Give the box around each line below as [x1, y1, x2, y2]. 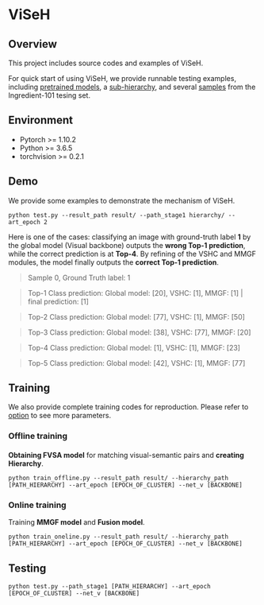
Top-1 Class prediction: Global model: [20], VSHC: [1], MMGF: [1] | [27, 288, 243, 297]
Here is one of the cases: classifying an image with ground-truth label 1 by [8, 232, 251, 242]
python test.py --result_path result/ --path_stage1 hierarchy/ [8, 211, 225, 219]
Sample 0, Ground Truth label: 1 [27, 273, 131, 282]
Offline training [8, 431, 68, 442]
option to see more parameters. [8, 411, 112, 421]
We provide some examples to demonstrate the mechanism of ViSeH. [8, 196, 235, 205]
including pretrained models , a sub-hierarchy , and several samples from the [8, 82, 256, 91]
